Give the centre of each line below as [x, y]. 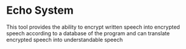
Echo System [40, 10]
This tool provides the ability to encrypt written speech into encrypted [93, 27]
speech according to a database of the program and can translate [88, 33]
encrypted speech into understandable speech [65, 39]
